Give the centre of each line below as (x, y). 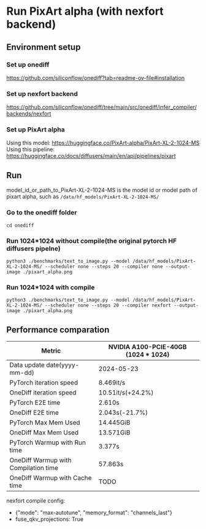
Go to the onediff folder (42, 213)
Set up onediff (28, 65)
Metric (51, 350)
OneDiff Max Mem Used (44, 433)
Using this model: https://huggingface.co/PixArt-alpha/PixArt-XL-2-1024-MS (103, 143)
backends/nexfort (29, 114)
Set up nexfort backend (42, 93)
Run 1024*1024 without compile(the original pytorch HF (92, 241)
